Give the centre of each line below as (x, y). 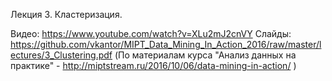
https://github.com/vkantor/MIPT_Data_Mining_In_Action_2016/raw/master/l (166, 44)
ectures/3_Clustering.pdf (61, 55)
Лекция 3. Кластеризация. (66, 14)
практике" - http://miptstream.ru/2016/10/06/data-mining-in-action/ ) (153, 65)
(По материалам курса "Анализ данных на (205, 55)
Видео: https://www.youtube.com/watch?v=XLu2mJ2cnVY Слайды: (151, 33)
